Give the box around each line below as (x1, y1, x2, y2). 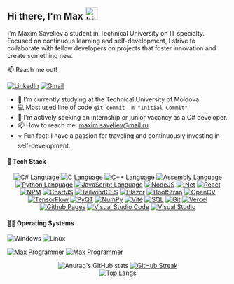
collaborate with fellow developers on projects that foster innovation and (7, 43, 216, 52)
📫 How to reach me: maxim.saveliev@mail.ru (17, 120, 149, 129)
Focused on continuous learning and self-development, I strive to (7, 36, 196, 45)
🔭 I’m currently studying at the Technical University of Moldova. (17, 95, 201, 104)
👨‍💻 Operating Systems (7, 218, 75, 227)
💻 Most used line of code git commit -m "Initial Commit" (17, 103, 188, 111)
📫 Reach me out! (7, 65, 57, 73)
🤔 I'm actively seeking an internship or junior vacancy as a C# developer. (17, 113, 228, 121)
